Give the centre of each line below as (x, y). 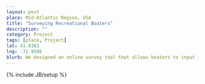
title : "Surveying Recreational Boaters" (60, 23)
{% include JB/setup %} (37, 74)
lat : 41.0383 (23, 46)
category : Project (30, 35)
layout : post (23, 12)
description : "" (27, 29)
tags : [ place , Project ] (37, 40)
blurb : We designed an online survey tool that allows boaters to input (101, 57)
